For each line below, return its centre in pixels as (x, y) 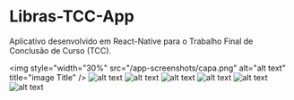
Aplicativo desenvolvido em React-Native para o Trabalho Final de (131, 41)
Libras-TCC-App (72, 17)
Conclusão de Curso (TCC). (61, 50)
